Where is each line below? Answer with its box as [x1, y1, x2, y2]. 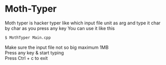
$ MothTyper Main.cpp [5, 35, 51, 40]
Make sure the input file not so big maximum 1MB [5, 44, 109, 50]
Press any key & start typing [5, 49, 65, 56]
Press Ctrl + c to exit [5, 55, 48, 61]
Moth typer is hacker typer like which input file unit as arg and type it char [5, 20, 161, 26]
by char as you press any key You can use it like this [5, 25, 115, 31]
